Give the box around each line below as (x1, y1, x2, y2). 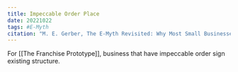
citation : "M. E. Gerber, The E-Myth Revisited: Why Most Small (7, 30, 201, 37)
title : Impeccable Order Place (7, 10, 100, 18)
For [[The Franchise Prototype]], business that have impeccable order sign (7, 49, 225, 58)
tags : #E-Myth (7, 23, 50, 30)
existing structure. (7, 57, 60, 66)
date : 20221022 (7, 17, 52, 24)
